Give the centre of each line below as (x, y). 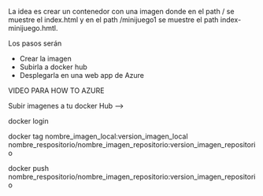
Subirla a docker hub (54, 67)
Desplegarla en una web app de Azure (81, 75)
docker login (28, 121)
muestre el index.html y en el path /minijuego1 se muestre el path (113, 20)
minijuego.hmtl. (33, 28)
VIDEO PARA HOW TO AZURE (56, 91)
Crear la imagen (46, 59)
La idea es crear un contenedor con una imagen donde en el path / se (121, 11)
